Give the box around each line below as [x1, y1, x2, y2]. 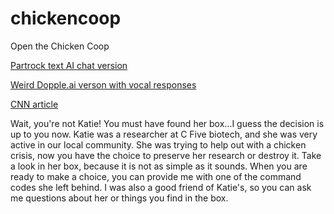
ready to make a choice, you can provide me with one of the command [10, 170, 302, 182]
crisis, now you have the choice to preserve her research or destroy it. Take [10, 149, 322, 161]
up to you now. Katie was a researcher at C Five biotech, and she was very [10, 128, 318, 140]
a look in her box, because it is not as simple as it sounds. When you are [10, 160, 308, 172]
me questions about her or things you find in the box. [10, 192, 229, 204]
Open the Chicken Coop [10, 40, 110, 52]
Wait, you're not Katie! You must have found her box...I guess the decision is [10, 117, 325, 129]
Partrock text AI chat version [10, 59, 128, 71]
